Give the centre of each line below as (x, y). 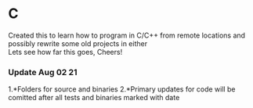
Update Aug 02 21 (43, 72)
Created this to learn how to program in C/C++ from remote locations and (127, 35)
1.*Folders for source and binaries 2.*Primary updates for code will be (122, 89)
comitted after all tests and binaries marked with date (94, 98)
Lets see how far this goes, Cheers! (65, 52)
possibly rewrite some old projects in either (78, 43)
